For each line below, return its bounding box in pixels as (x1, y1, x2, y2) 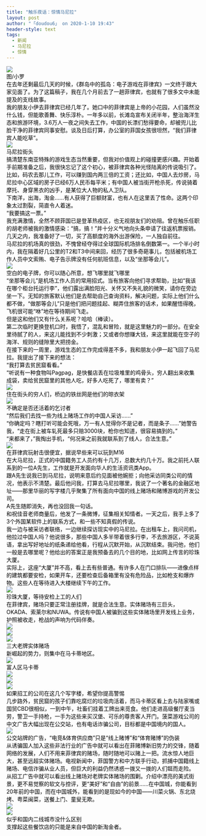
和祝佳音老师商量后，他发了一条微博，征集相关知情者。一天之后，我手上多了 (6, 510, 200, 517)
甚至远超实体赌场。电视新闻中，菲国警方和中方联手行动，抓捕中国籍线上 (17, 757, 200, 764)
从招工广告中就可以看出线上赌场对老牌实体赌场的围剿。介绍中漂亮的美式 (6, 772, 189, 780)
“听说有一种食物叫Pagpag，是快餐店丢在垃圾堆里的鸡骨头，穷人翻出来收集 (6, 369, 195, 376)
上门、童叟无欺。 (54, 795, 98, 803)
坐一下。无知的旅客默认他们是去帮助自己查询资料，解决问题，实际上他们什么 (6, 292, 200, 300)
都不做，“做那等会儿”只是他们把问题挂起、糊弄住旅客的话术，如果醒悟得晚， (6, 300, 199, 307)
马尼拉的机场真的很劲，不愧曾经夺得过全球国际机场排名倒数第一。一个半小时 (6, 240, 200, 247)
